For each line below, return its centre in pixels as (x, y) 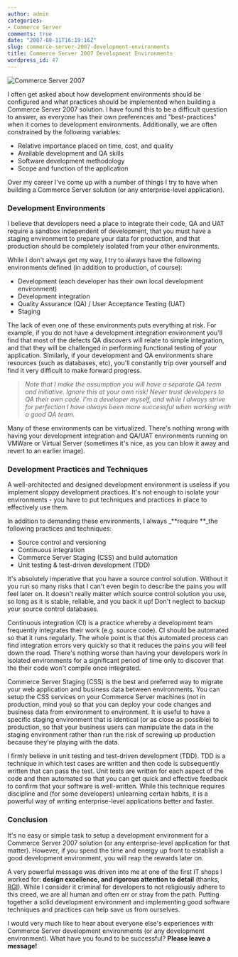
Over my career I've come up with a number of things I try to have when (113, 182)
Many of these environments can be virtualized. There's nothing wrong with (118, 428)
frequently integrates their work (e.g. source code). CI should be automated (118, 630)
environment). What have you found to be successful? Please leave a (109, 938)
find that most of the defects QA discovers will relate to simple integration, (116, 340)
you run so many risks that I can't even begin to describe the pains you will (117, 586)
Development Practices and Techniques (78, 469)
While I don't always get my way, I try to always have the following (104, 260)
